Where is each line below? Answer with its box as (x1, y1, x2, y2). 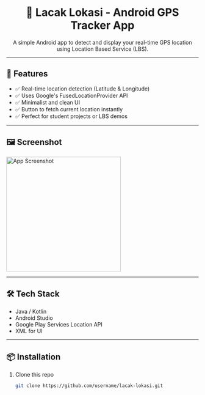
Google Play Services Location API (15, 321, 103, 328)
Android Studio (15, 314, 53, 322)
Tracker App (70, 18, 135, 32)
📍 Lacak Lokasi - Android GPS (26, 6, 179, 20)
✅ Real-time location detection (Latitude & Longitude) (15, 85, 150, 92)
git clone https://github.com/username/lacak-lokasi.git (15, 383, 164, 389)
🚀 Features (6, 68, 48, 79)
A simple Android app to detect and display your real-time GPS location (13, 39, 192, 46)
